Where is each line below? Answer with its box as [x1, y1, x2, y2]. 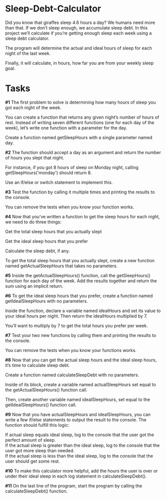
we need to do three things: [5, 219, 62, 225]
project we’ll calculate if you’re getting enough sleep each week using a [5, 30, 152, 36]
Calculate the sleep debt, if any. [5, 248, 70, 254]
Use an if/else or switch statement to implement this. [5, 179, 113, 185]
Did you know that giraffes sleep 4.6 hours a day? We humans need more [5, 19, 156, 25]
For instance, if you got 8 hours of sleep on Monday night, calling [5, 164, 139, 170]
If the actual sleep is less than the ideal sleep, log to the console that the [5, 453, 153, 459]
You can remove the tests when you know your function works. [5, 204, 135, 210]
